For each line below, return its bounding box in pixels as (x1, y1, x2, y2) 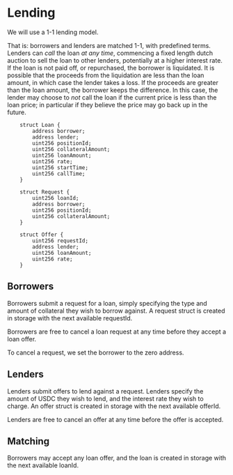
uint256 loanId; (32, 194, 79, 201)
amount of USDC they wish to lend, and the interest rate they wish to (7, 394, 204, 403)
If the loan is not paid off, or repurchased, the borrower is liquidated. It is (7, 63, 215, 72)
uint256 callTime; (32, 170, 86, 177)
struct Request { (19, 188, 70, 196)
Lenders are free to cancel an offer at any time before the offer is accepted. (7, 415, 224, 423)
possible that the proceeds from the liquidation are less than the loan (7, 71, 204, 79)
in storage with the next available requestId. (7, 313, 133, 322)
